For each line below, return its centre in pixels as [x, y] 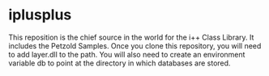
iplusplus [40, 15]
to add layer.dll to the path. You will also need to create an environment [127, 54]
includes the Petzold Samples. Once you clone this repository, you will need [135, 45]
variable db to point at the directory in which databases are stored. [120, 63]
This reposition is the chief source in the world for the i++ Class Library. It [131, 37]
